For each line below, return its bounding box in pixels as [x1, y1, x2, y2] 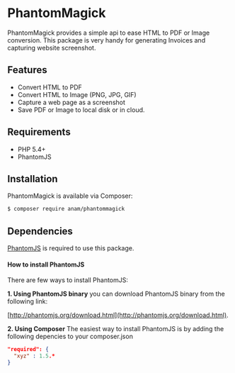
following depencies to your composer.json [7, 332, 133, 341]
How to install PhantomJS [7, 260, 85, 269]
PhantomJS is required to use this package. [7, 244, 134, 252]
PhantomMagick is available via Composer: [7, 191, 133, 200]
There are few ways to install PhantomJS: [7, 276, 129, 284]
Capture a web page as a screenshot [17, 98, 126, 106]
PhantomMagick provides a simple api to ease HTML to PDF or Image [7, 28, 210, 37]
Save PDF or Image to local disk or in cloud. [17, 105, 145, 114]
